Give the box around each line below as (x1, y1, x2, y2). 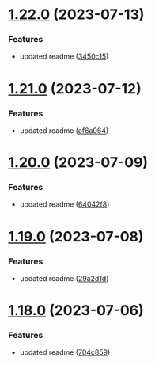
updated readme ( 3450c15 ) (19, 51, 109, 61)
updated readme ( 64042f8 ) (19, 200, 110, 209)
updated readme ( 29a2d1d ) (19, 273, 109, 283)
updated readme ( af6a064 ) (19, 125, 109, 135)
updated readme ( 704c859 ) (19, 348, 111, 357)
